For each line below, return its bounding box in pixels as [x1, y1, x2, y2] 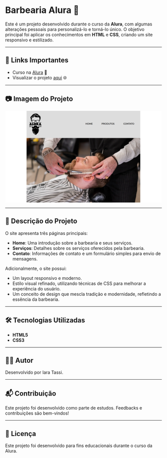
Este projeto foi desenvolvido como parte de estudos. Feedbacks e [5, 405, 143, 411]
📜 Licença [5, 429, 36, 438]
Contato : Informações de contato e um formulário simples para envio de [12, 250, 161, 256]
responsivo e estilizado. [5, 37, 54, 43]
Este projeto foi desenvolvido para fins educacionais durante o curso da [5, 443, 153, 449]
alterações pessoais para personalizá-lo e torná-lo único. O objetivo [5, 26, 145, 32]
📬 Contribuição [5, 389, 56, 398]
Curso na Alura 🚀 [12, 69, 47, 75]
